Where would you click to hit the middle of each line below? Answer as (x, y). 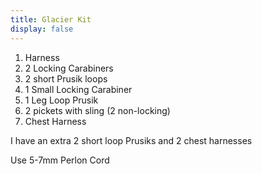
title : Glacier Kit (51, 19)
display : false (42, 29)
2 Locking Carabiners (69, 68)
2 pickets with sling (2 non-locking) (97, 110)
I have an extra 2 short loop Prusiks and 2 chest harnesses (131, 140)
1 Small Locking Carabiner (78, 89)
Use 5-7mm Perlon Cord (60, 160)
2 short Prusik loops (66, 78)
